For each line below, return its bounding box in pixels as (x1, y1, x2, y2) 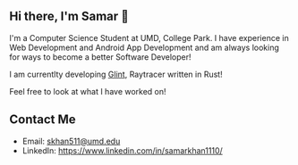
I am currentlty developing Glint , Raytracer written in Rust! (9, 69, 223, 79)
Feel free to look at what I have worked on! (9, 86, 167, 96)
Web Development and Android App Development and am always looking (9, 42, 279, 53)
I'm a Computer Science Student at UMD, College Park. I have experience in (9, 32, 289, 43)
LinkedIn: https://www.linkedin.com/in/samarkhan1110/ (21, 144, 224, 156)
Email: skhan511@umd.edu (21, 136, 121, 146)
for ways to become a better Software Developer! (9, 51, 192, 62)
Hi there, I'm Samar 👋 (9, 9, 130, 24)
